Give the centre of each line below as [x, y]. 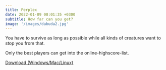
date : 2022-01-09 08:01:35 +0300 [40, 14]
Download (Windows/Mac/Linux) [39, 62]
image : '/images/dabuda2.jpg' [37, 24]
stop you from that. [25, 43]
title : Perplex [21, 10]
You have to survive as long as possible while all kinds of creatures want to [83, 38]
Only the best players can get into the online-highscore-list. [67, 53]
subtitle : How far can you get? [39, 19]
